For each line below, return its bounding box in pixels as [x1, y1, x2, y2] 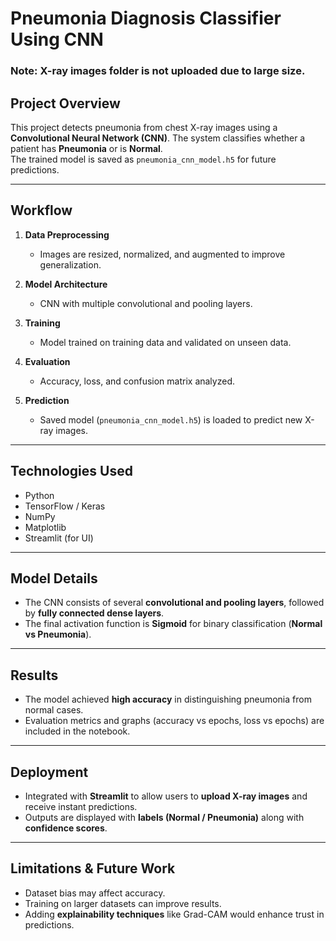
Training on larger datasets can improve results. [24, 897, 222, 909]
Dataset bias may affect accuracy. [24, 887, 166, 899]
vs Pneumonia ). [24, 628, 92, 641]
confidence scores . [24, 822, 108, 834]
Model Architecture [24, 278, 108, 290]
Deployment [10, 763, 89, 781]
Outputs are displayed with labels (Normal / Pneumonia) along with [24, 811, 305, 823]
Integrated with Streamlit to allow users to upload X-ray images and [24, 790, 308, 802]
